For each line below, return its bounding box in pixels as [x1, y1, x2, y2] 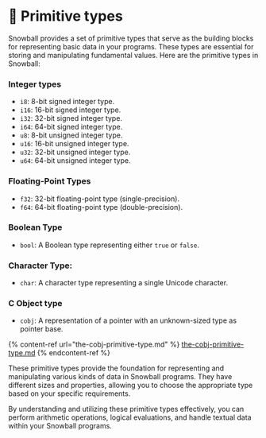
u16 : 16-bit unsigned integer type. [19, 139, 129, 149]
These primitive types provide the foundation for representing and [8, 363, 225, 373]
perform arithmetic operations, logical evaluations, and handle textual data [8, 413, 252, 422]
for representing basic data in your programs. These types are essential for [8, 41, 254, 51]
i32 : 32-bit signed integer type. [19, 114, 123, 123]
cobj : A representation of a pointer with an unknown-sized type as [19, 316, 237, 325]
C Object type [8, 298, 63, 309]
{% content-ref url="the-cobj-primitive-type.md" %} [8, 339, 180, 349]
